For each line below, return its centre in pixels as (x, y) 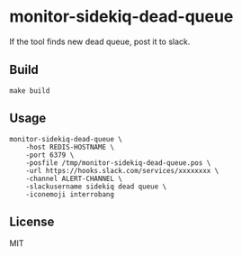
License (32, 221)
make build (30, 91)
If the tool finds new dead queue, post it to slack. (100, 41)
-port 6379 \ (50, 155)
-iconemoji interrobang (70, 194)
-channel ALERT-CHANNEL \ (74, 178)
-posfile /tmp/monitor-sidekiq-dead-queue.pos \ (118, 163)
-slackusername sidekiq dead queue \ (96, 187)
